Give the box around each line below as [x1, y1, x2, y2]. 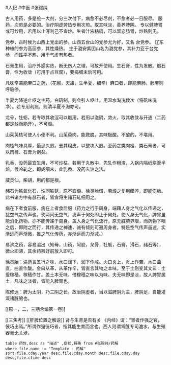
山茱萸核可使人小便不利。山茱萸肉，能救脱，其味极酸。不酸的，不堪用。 [5, 132, 157, 138]
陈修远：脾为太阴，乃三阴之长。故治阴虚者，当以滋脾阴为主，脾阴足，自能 [5, 289, 161, 295]
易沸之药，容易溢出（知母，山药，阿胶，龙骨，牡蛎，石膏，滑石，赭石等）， [5, 242, 164, 247]
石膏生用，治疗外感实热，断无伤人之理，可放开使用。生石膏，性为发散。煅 [5, 63, 161, 69]
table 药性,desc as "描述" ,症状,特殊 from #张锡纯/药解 [5, 341, 119, 346]
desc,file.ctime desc [5, 355, 51, 360]
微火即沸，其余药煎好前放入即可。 [5, 248, 77, 254]
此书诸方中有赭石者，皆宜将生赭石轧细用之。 [5, 194, 99, 200]
